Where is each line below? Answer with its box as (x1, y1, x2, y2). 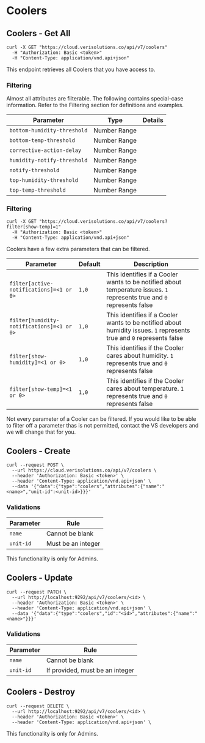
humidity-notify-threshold (9, 157, 88, 164)
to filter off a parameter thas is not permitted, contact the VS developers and (6, 421, 199, 429)
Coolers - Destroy (6, 687, 75, 697)
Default (78, 260, 101, 268)
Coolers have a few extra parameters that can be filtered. (6, 245, 151, 252)
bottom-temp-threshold (9, 137, 75, 144)
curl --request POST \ (6, 462, 64, 469)
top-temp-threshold (9, 187, 66, 194)
